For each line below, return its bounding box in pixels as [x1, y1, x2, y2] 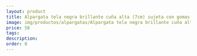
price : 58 [6, 24, 30, 31]
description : [6, 36, 38, 41]
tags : [6, 30, 19, 36]
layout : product [6, 8, 46, 15]
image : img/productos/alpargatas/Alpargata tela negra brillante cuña [6, 19, 182, 25]
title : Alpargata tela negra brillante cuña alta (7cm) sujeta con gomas [6, 14, 191, 20]
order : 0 [6, 41, 28, 47]
